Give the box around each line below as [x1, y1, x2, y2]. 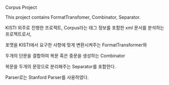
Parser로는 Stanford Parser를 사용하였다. [5, 74, 89, 80]
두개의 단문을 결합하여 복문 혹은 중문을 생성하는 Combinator [5, 53, 126, 59]
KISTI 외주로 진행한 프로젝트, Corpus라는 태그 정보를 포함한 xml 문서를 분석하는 [5, 25, 164, 31]
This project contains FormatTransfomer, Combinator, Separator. [5, 14, 141, 20]
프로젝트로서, [5, 31, 32, 37]
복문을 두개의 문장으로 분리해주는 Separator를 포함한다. [5, 64, 116, 69]
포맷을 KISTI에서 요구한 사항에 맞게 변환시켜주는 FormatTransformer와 [5, 42, 147, 48]
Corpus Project [5, 5, 37, 10]
